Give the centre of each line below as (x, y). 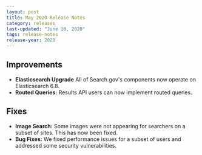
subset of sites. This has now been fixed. (66, 133)
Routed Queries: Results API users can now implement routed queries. (103, 92)
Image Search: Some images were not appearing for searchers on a (100, 126)
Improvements (34, 65)
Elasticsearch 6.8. (37, 86)
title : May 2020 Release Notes (46, 18)
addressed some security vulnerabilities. (66, 145)
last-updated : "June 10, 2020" (46, 29)
